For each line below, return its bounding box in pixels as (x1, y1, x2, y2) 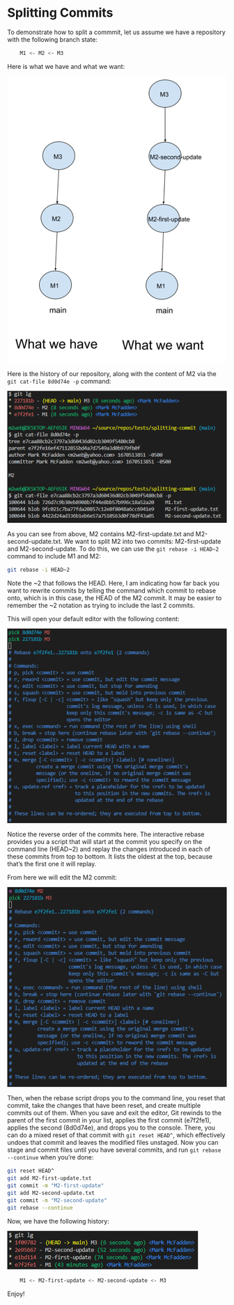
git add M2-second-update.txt (7, 1189, 95, 1197)
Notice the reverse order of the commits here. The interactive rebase (7, 830, 205, 838)
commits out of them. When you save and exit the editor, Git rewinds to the (7, 1109, 221, 1117)
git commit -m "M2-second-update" (7, 1196, 108, 1204)
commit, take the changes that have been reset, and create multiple (7, 1102, 201, 1110)
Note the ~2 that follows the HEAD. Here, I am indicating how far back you (7, 579, 219, 588)
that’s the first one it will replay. (7, 860, 97, 868)
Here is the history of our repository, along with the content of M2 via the (7, 369, 217, 377)
